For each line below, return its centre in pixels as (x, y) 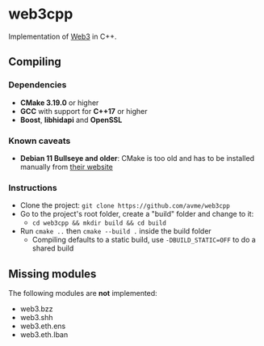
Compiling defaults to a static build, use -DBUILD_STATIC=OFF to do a (144, 240)
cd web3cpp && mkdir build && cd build (99, 223)
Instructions (33, 188)
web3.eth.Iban (44, 335)
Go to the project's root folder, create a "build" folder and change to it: (137, 214)
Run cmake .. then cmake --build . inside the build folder (115, 231)
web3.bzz (36, 309)
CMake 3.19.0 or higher (59, 103)
